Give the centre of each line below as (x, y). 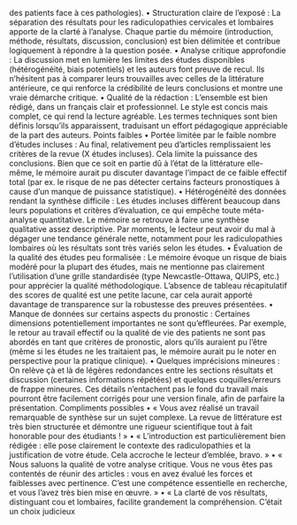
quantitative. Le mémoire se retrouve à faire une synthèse (145, 220)
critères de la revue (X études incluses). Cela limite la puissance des (133, 154)
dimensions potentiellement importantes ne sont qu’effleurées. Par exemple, (148, 323)
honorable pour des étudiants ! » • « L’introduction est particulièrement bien (148, 436)
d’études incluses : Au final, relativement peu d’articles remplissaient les (140, 144)
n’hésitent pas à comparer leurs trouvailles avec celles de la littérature (137, 78)
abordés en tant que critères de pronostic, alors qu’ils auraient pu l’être (138, 342)
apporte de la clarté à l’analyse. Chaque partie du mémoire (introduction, (141, 31)
